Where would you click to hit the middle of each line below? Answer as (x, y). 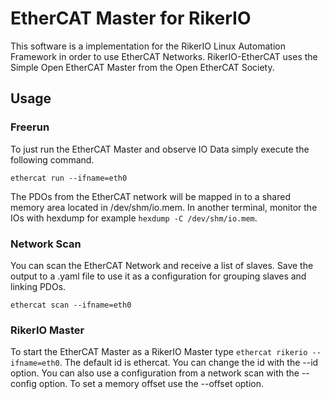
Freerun (30, 127)
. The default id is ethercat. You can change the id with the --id (189, 363)
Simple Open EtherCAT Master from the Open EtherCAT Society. (142, 67)
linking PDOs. (38, 286)
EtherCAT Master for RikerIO (131, 18)
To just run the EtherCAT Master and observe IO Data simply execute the (160, 149)
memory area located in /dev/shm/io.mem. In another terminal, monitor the (164, 207)
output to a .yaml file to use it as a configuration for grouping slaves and (158, 276)
